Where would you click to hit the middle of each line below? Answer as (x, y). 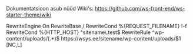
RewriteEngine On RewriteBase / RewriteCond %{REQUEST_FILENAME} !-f (96, 26)
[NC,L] (14, 45)
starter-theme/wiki (29, 15)
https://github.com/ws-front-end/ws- (140, 9)
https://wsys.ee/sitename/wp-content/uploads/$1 (121, 38)
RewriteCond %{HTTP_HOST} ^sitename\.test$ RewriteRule (79, 32)
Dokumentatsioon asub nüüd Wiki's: (50, 9)
